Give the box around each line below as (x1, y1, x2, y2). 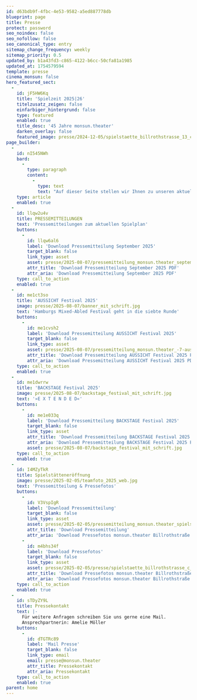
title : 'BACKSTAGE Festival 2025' (16, 385, 101, 391)
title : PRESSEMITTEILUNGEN (16, 216, 83, 222)
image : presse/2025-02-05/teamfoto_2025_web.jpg (16, 478, 138, 484)
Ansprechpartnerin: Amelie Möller (21, 620, 107, 625)
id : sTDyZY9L (16, 598, 49, 604)
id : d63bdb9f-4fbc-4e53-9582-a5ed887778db (6, 8, 111, 15)
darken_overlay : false (16, 128, 72, 135)
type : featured (16, 112, 54, 118)
